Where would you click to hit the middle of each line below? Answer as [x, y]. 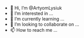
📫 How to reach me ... [34, 30]
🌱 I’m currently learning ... [37, 19]
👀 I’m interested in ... [32, 13]
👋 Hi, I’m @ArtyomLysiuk [36, 8]
